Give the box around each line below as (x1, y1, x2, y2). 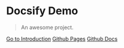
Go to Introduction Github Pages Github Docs (6, 35, 118, 42)
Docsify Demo (6, 4, 78, 18)
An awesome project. (20, 24, 74, 31)
